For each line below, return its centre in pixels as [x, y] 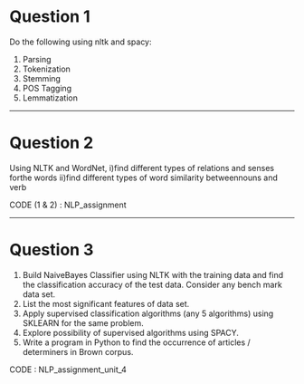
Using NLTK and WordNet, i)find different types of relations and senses [142, 168]
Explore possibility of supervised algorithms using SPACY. [131, 332]
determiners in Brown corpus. [78, 351]
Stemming [42, 78]
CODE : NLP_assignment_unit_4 [68, 370]
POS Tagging [47, 88]
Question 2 [52, 143]
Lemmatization [50, 98]
